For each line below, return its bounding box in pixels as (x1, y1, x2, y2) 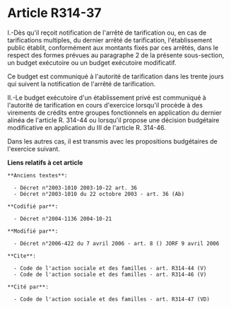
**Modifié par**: (7, 228, 59, 235)
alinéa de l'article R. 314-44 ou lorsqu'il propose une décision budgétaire (7, 115, 220, 124)
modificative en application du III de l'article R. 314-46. (7, 123, 166, 132)
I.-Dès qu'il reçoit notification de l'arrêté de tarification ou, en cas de (7, 28, 207, 37)
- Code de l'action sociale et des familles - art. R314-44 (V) (13, 264, 207, 272)
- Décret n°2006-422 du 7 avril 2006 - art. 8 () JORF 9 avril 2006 (13, 240, 220, 247)
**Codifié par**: (7, 203, 59, 210)
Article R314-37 (7, 5, 102, 21)
